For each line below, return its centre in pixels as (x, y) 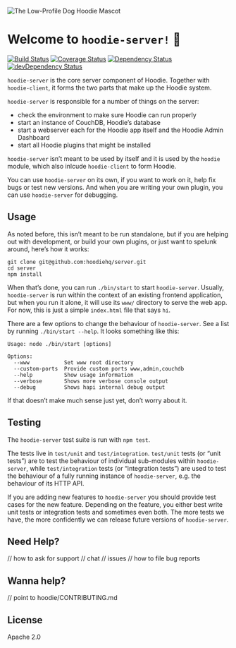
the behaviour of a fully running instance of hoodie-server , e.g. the (104, 476)
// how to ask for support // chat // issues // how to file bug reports (104, 558)
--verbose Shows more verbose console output (91, 381)
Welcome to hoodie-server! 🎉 (94, 40)
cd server (22, 268)
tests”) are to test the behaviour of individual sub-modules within (101, 461)
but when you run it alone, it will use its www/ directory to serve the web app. (117, 302)
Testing (24, 422)
